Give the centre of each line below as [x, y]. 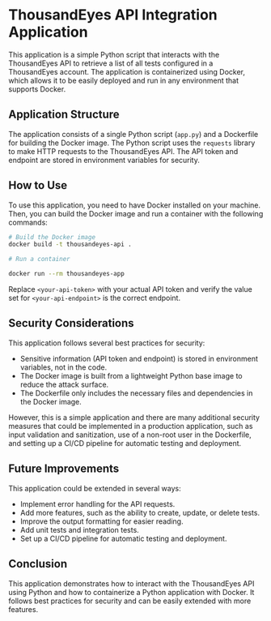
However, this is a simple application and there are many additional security [134, 417]
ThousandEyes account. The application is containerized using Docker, [127, 71]
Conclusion [38, 564]
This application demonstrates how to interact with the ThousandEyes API [131, 583]
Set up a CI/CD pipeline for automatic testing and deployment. [123, 538]
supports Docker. [37, 89]
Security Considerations [72, 323]
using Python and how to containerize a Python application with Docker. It [131, 592]
